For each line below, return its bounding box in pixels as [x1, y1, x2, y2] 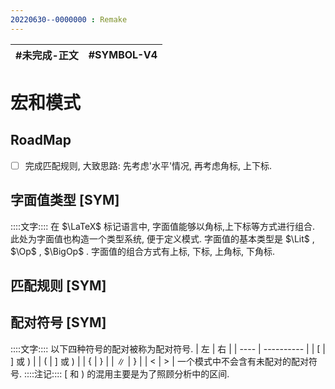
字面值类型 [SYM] [10, 192, 120, 209]
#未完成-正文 [15, 48, 79, 62]
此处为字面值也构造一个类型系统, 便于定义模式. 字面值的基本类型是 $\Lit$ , [10, 232, 315, 245]
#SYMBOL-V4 [88, 47, 158, 61]
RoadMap [10, 132, 72, 149]
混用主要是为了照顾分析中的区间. [95, 367, 230, 380]
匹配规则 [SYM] [10, 277, 107, 294]
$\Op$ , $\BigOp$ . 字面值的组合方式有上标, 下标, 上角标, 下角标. [10, 245, 276, 257]
